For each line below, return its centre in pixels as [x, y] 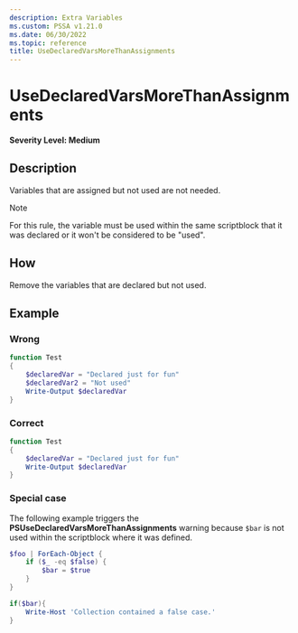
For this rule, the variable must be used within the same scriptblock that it [146, 225]
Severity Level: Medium [55, 140]
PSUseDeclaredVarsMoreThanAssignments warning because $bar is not [147, 527]
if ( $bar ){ [28, 603]
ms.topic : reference [48, 43]
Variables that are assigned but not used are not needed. [115, 190]
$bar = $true [66, 571]
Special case [38, 498]
